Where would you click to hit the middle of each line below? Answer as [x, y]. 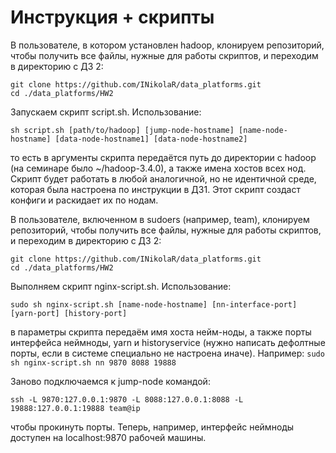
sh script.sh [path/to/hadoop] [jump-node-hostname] [122, 130]
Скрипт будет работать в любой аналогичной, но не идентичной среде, [163, 178]
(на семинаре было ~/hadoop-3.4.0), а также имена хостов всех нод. [158, 168]
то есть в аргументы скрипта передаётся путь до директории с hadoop [163, 157]
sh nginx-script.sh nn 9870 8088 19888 [93, 362]
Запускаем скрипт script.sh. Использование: [106, 112]
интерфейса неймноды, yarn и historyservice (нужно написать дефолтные [168, 342]
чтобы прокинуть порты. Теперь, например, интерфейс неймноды [152, 427]
